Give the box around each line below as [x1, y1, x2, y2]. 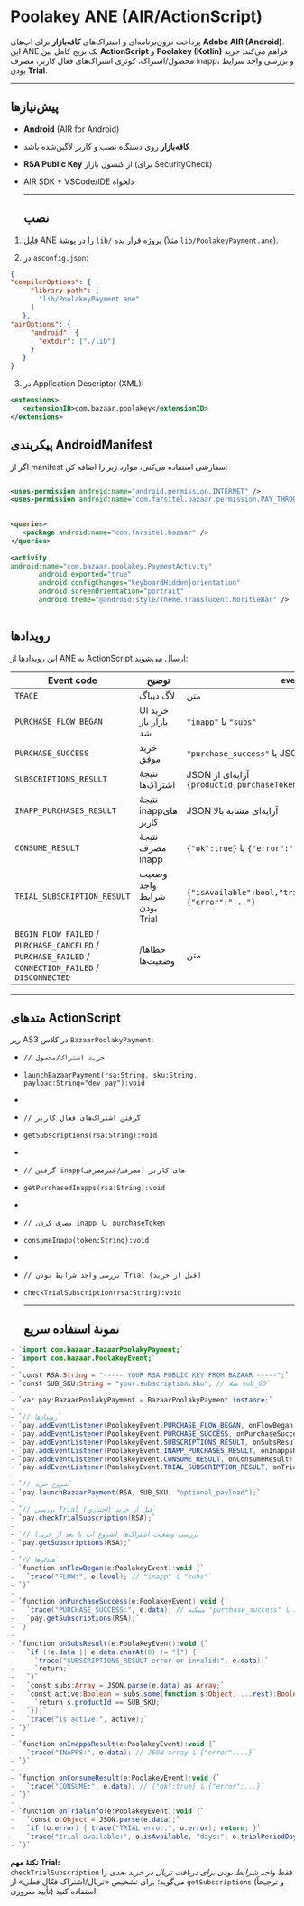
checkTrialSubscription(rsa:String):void [23, 1289, 181, 1298]
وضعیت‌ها [139, 954, 175, 967]
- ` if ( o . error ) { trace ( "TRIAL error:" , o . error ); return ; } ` [10, 1824, 262, 1833]
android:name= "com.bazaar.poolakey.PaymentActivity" [10, 561, 213, 570]
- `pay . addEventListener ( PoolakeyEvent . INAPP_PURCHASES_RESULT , [10, 1446, 257, 1455]
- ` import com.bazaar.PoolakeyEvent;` [10, 1354, 156, 1364]
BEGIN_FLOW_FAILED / [14, 927, 100, 939]
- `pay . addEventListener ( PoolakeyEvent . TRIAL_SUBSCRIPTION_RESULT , [10, 1463, 270, 1472]
